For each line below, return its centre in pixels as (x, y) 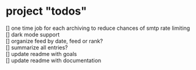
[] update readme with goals (41, 54)
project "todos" (46, 11)
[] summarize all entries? (37, 47)
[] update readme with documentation (54, 60)
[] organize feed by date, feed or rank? (55, 41)
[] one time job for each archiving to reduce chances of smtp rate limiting (98, 28)
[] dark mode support (33, 34)
